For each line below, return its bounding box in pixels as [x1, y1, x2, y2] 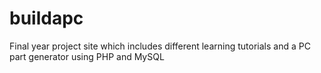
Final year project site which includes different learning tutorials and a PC [9, 40, 311, 52]
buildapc [9, 7, 84, 30]
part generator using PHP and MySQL [9, 50, 165, 62]
